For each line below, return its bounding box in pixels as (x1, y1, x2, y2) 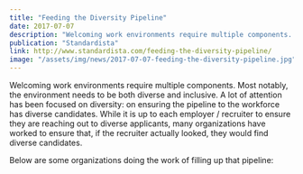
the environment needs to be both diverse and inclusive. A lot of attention (9, 89, 282, 100)
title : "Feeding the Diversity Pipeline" (9, 13, 168, 23)
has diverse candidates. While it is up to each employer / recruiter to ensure (9, 109, 291, 119)
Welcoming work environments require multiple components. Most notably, (9, 80, 289, 90)
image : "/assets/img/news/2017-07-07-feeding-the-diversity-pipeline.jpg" (9, 55, 297, 64)
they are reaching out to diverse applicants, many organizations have (9, 118, 266, 129)
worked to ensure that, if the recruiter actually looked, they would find (9, 128, 269, 138)
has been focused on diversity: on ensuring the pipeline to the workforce (9, 99, 280, 109)
